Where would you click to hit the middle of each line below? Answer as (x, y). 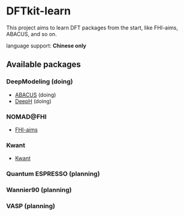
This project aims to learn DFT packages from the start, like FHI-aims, (92, 28)
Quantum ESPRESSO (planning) (53, 174)
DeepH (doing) (33, 101)
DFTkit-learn (38, 11)
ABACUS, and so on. (31, 34)
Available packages (43, 64)
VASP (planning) (31, 206)
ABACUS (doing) (35, 95)
